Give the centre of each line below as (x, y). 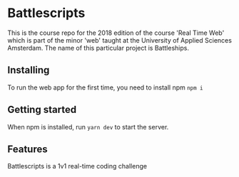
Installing (29, 70)
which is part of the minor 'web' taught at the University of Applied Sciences (119, 40)
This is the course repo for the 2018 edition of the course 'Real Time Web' (116, 33)
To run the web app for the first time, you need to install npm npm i (105, 87)
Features (27, 149)
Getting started (42, 110)
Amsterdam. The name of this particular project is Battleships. (98, 48)
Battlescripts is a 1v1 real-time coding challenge (77, 166)
